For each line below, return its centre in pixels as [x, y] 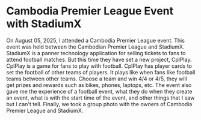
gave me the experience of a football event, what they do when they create [99, 91]
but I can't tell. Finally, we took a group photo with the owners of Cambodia [99, 104]
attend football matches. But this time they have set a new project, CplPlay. [99, 59]
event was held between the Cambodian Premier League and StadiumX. [95, 47]
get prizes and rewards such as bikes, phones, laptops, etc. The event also [99, 85]
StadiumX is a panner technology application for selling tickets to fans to [96, 53]
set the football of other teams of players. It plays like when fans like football [101, 72]
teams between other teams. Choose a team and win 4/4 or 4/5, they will [97, 79]
